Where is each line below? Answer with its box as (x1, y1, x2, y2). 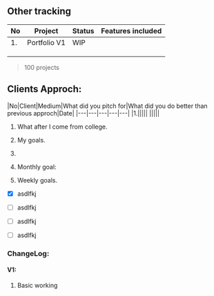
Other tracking (7, 6, 71, 17)
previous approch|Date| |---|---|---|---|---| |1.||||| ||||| (7, 109, 160, 117)
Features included (101, 26, 162, 35)
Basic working (17, 281, 58, 289)
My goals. (17, 136, 46, 144)
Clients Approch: (7, 83, 82, 95)
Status (72, 26, 95, 35)
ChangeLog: (7, 248, 50, 258)
